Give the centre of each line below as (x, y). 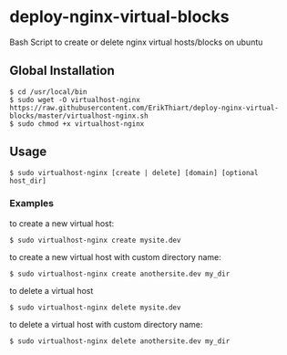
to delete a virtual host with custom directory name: (106, 324)
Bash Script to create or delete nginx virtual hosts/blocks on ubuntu (136, 42)
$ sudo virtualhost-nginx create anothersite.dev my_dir (120, 274)
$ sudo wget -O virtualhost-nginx (75, 99)
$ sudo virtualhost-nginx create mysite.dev (95, 240)
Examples (32, 204)
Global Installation (62, 71)
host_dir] (28, 181)
